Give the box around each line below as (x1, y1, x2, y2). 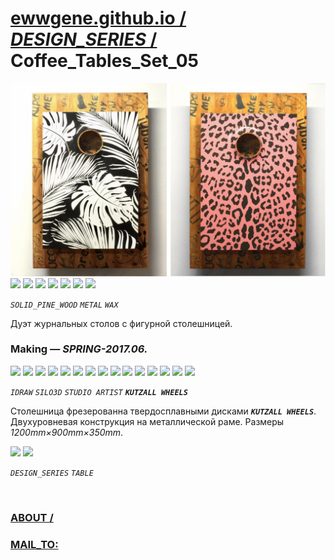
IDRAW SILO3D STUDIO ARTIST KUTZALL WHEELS (10, 387, 188, 397)
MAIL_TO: (10, 537, 59, 551)
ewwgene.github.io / (10, 7, 187, 30)
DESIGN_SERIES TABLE (10, 468, 94, 478)
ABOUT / (10, 510, 54, 524)
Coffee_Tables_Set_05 (10, 50, 199, 72)
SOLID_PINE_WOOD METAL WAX (10, 300, 119, 310)
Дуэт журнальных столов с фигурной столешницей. (10, 317, 233, 329)
